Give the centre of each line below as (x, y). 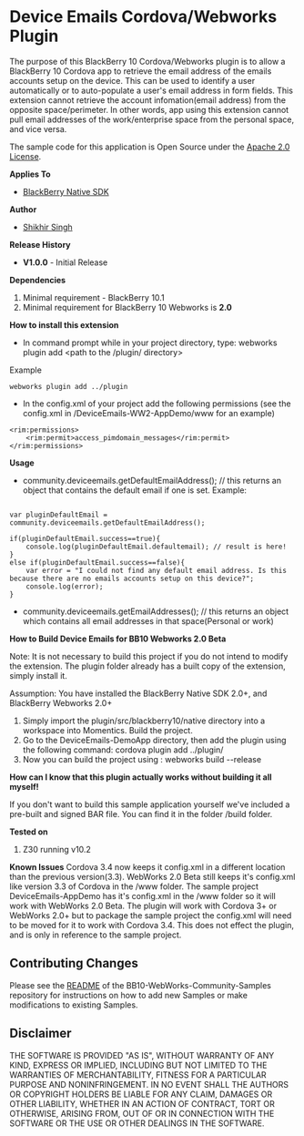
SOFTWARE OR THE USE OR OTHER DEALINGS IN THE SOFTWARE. (137, 1123)
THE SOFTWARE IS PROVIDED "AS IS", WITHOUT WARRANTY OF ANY (142, 1055)
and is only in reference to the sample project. (96, 935)
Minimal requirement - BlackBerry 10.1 (94, 297)
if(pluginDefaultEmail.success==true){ (85, 538)
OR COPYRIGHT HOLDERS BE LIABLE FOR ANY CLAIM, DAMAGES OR (141, 1094)
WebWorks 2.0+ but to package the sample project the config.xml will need (151, 915)
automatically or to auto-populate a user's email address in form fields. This (152, 90)
